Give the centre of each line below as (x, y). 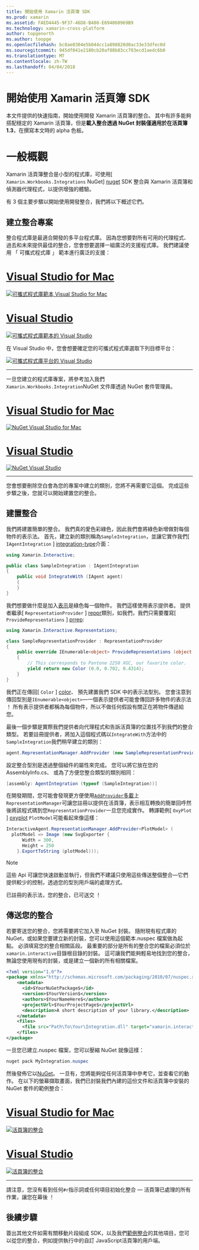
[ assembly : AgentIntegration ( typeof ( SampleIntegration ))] (82, 784)
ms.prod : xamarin (28, 17)
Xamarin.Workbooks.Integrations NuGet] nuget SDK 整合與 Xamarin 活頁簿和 (99, 182)
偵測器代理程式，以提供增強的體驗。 (50, 189)
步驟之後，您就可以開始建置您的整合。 (53, 493)
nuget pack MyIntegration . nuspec (47, 1061)
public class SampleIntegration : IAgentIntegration (73, 566)
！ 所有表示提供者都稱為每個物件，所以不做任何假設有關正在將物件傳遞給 (95, 707)
